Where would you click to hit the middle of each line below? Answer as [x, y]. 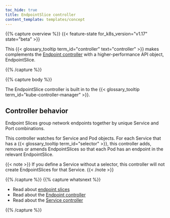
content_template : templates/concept [45, 19]
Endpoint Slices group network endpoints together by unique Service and [82, 123]
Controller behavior [37, 111]
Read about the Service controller [48, 200]
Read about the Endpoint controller [49, 195]
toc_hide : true [21, 10]
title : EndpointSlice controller [41, 15]
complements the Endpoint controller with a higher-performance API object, [84, 54]
